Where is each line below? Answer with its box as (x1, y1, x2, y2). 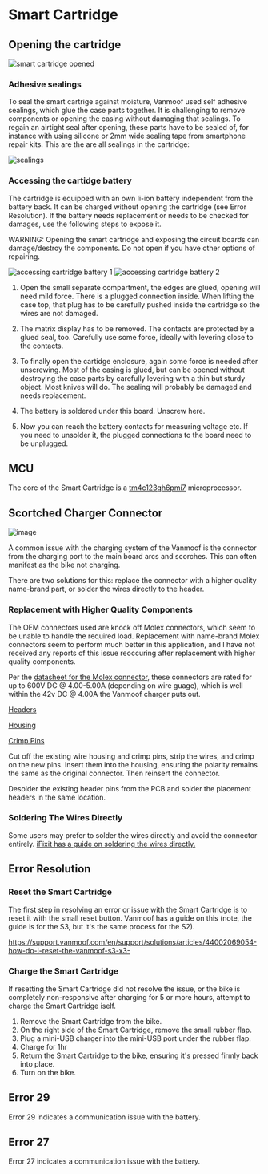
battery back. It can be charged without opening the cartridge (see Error (8, 202, 246, 212)
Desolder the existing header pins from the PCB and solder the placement (8, 783, 252, 793)
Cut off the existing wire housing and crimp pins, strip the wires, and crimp (8, 751, 254, 761)
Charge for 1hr (19, 1042, 68, 1051)
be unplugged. (19, 439, 69, 448)
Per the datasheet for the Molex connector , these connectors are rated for (8, 672, 252, 682)
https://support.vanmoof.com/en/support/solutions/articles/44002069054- (8, 937, 258, 947)
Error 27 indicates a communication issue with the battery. (8, 1156, 201, 1166)
